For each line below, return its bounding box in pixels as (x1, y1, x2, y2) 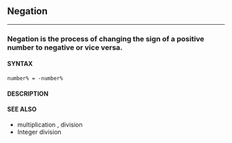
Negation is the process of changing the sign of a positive (7, 34, 205, 43)
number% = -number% (7, 75, 64, 82)
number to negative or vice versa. (7, 43, 123, 52)
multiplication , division (17, 120, 83, 129)
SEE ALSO (7, 105, 37, 113)
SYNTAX (7, 60, 33, 68)
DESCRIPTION (7, 89, 49, 98)
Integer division (17, 127, 62, 136)
